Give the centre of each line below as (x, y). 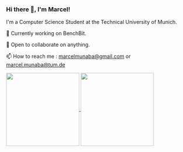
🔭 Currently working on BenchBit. (46, 33)
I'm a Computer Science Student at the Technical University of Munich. (91, 22)
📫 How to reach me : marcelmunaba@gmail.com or (68, 56)
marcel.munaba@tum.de (36, 65)
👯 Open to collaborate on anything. (48, 45)
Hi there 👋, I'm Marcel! (38, 9)
